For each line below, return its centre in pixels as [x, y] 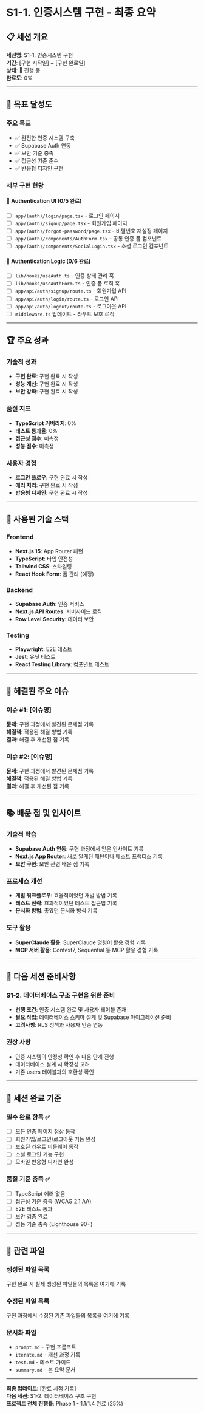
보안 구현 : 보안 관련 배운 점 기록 [52, 863]
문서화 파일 [22, 1333]
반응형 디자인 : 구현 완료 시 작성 [51, 492]
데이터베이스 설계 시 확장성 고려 [52, 1064]
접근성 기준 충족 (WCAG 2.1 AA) [53, 1201]
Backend [20, 590]
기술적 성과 [22, 362]
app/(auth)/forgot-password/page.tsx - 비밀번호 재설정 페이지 [91, 231]
